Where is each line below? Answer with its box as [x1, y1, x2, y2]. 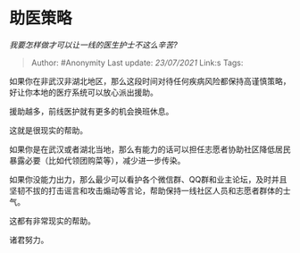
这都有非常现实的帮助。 [9, 215, 96, 226]
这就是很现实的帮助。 [9, 124, 87, 135]
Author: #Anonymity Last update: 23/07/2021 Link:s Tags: [30, 57, 244, 68]
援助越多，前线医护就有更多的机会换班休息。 [9, 105, 174, 116]
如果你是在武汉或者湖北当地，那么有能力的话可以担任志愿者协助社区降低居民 [9, 144, 291, 155]
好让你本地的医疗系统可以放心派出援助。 [9, 87, 158, 97]
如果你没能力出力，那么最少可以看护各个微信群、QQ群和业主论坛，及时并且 [9, 173, 287, 184]
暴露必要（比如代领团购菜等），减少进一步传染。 [9, 155, 186, 165]
